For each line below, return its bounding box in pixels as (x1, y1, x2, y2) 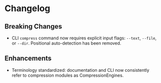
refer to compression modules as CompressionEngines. (11, 72, 124, 78)
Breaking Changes (4, 22, 62, 31)
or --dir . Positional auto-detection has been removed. (11, 40, 121, 46)
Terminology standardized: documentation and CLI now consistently (11, 67, 150, 73)
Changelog (4, 3, 50, 14)
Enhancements (4, 54, 52, 63)
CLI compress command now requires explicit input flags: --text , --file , (11, 35, 157, 41)
